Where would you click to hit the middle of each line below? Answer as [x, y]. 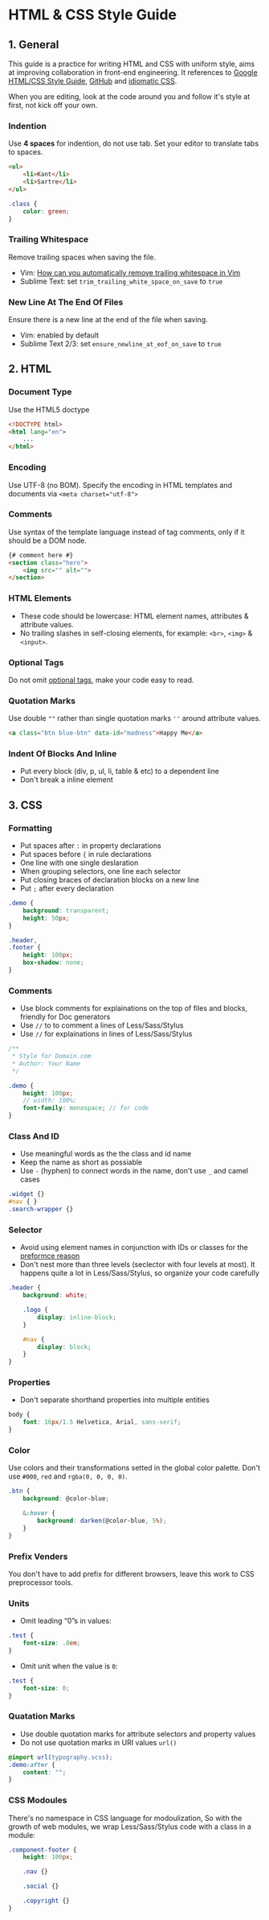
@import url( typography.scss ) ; [61, 1757]
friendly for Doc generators [65, 1017]
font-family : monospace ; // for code [86, 1108]
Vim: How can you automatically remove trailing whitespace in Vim [130, 272]
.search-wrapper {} [41, 1210]
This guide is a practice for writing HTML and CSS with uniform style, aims [132, 64]
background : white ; [55, 1295]
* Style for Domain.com [51, 1057]
